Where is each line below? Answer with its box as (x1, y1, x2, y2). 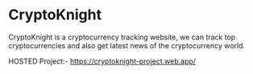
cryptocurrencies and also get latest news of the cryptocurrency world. (8, 40, 246, 50)
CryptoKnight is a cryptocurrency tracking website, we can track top (8, 32, 236, 42)
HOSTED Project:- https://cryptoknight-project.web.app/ (8, 56, 196, 66)
